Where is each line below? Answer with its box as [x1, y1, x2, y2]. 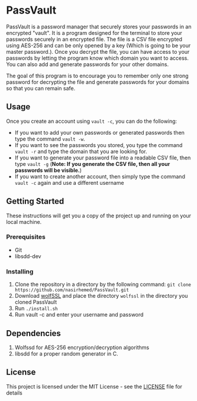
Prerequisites [6, 233, 46, 241]
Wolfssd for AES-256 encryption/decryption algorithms [14, 344, 150, 351]
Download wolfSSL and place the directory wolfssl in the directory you [14, 292, 188, 299]
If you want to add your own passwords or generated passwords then [14, 129, 185, 136]
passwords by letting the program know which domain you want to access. [6, 54, 189, 61]
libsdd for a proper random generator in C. [14, 350, 118, 357]
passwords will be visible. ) [14, 167, 82, 174]
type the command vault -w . [14, 135, 86, 142]
